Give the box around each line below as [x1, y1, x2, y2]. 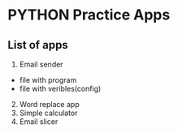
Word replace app [19, 100, 80, 109]
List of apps [7, 38, 68, 52]
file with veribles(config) [19, 84, 102, 93]
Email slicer [19, 117, 59, 127]
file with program [19, 75, 77, 84]
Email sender [19, 59, 63, 69]
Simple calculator [19, 108, 78, 118]
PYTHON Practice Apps [7, 6, 171, 24]
